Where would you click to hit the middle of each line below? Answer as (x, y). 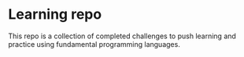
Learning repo (55, 14)
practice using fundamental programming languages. (94, 44)
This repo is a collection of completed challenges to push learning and (122, 36)
